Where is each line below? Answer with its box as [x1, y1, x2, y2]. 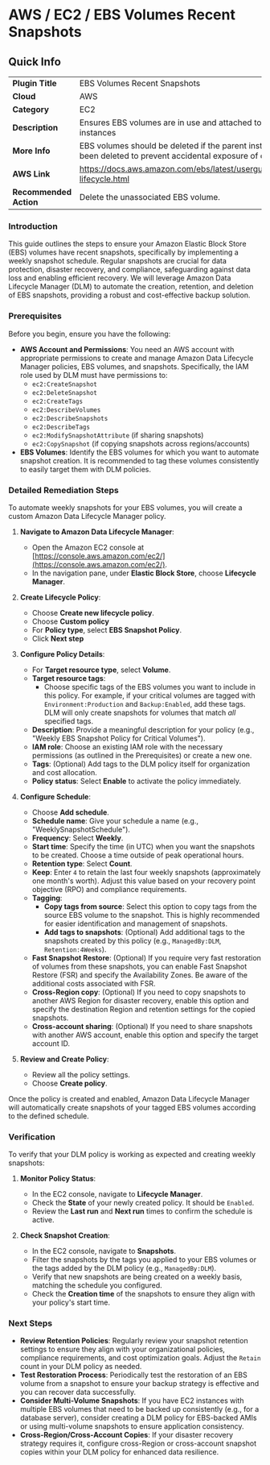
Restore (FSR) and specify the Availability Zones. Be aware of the [31, 969, 247, 980]
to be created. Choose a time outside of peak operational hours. [31, 850, 244, 860]
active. [31, 1215, 55, 1225]
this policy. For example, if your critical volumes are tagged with [43, 691, 256, 700]
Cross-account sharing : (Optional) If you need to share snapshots [31, 1021, 253, 1031]
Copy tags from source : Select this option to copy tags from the [43, 901, 257, 911]
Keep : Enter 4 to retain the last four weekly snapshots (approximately [31, 867, 261, 877]
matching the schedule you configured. [31, 1280, 162, 1290]
